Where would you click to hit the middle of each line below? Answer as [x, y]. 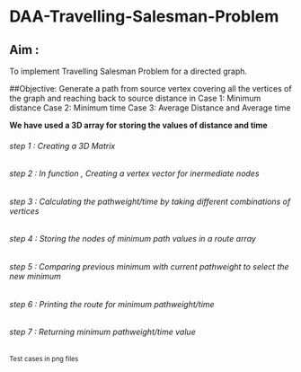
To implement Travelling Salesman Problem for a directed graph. [128, 71]
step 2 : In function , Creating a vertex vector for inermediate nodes [134, 173]
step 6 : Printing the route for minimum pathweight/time [112, 304]
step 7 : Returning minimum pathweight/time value [102, 332]
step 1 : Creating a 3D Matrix [62, 146]
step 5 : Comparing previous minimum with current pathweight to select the [149, 267]
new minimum [35, 277]
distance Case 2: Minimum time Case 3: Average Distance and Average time [150, 108]
